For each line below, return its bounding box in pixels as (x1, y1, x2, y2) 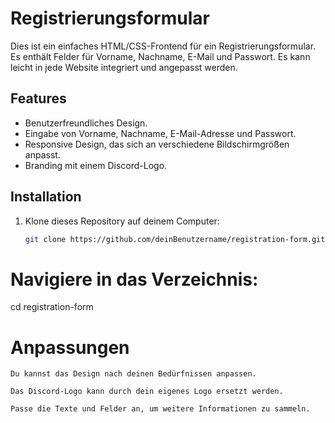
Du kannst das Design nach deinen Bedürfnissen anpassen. (10, 369, 257, 379)
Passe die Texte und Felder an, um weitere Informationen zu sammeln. (10, 404, 311, 414)
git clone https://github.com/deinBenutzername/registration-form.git (24, 234, 326, 244)
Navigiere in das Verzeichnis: (10, 268, 259, 291)
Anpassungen (10, 336, 130, 359)
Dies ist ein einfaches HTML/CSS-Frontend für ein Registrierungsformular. (10, 40, 317, 52)
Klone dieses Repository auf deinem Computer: (24, 215, 220, 227)
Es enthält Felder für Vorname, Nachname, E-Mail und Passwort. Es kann (10, 50, 311, 62)
